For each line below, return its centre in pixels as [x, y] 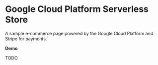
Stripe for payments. [26, 39]
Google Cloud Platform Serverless [77, 9]
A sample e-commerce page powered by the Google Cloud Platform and [79, 33]
